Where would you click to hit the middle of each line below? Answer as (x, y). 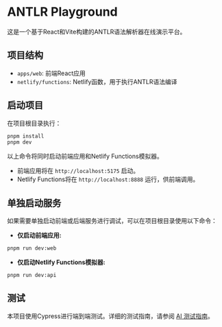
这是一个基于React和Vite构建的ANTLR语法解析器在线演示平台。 (97, 31)
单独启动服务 (34, 203)
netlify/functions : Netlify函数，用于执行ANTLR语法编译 (97, 81)
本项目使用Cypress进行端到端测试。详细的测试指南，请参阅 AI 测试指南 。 (110, 316)
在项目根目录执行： (34, 123)
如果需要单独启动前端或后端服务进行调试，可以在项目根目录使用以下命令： (112, 221)
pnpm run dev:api (32, 275)
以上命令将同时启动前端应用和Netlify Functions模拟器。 (85, 156)
